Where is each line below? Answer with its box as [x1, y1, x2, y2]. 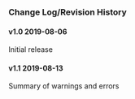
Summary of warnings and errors [8, 81, 120, 91]
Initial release [8, 45, 53, 54]
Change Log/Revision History [8, 6, 128, 18]
